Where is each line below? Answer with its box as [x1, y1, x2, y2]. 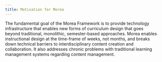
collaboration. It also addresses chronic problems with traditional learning [5, 46, 152, 52]
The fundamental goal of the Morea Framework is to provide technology [5, 20, 149, 26]
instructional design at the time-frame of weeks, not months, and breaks [5, 36, 150, 42]
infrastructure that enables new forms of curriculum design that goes [5, 25, 144, 31]
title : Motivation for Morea [5, 7, 64, 12]
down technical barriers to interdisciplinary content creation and [5, 41, 134, 46]
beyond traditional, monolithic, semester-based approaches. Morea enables [5, 31, 157, 36]
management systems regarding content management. [5, 51, 115, 57]
